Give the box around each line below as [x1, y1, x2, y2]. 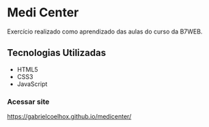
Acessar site [7, 97, 50, 107]
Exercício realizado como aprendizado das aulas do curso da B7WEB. [7, 27, 203, 36]
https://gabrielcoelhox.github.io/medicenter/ [7, 113, 132, 121]
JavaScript [16, 80, 48, 88]
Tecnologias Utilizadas [7, 47, 107, 59]
